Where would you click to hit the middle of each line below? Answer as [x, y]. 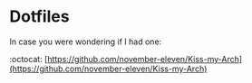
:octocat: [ [29, 59]
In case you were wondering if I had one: [86, 41]
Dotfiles [39, 17]
